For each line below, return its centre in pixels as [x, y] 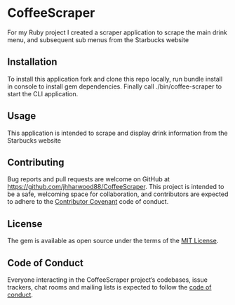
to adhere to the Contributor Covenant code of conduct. [88, 202]
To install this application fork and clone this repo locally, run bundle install [115, 79]
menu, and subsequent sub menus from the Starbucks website [98, 39]
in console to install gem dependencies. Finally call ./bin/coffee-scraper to [115, 86]
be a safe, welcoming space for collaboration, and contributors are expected [118, 194]
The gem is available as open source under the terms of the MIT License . [113, 241]
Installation [32, 62]
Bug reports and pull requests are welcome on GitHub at [89, 179]
